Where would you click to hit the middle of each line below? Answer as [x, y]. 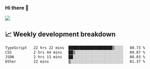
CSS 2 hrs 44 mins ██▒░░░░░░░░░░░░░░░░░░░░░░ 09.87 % [75, 52]
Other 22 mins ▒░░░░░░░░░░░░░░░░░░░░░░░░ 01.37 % [75, 61]
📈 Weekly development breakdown [60, 34]
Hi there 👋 [17, 8]
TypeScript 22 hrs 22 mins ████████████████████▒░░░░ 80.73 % [75, 48]
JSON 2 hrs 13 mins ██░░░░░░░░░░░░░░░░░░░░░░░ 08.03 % [75, 57]
